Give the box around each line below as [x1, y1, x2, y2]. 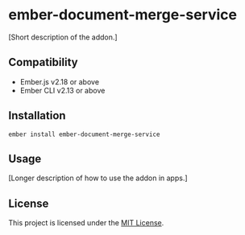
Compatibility [8, 56, 78, 69]
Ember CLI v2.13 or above [19, 85, 106, 95]
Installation [8, 109, 66, 122]
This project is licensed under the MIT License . [8, 218, 164, 228]
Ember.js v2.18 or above [19, 76, 99, 86]
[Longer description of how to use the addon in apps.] [8, 173, 188, 183]
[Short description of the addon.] [8, 32, 118, 42]
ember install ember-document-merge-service [8, 130, 160, 138]
